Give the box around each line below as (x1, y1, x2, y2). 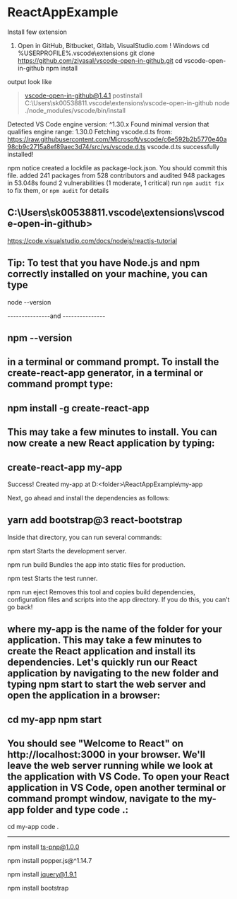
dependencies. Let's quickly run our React (7, 657, 197, 669)
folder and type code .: (26, 804, 129, 816)
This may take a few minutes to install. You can (7, 426, 217, 438)
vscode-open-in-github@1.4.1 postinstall (24, 91, 142, 100)
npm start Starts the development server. (7, 546, 127, 555)
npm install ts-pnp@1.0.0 (7, 842, 80, 852)
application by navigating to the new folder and (7, 667, 219, 679)
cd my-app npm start (7, 713, 102, 725)
